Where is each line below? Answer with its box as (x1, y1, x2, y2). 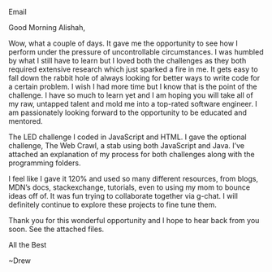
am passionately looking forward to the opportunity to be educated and (8, 107, 248, 117)
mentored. (8, 116, 43, 125)
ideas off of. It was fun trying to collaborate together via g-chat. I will (8, 191, 238, 200)
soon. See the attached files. (8, 224, 105, 234)
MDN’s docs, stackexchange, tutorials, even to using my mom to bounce (8, 182, 250, 192)
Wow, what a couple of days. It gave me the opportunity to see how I (8, 38, 238, 48)
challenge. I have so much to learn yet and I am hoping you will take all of (8, 90, 253, 100)
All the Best (8, 240, 47, 249)
